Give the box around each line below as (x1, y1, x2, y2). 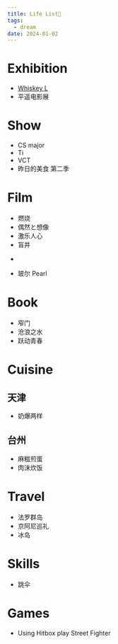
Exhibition (7, 61, 68, 76)
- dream (13, 23, 37, 30)
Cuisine (7, 362, 54, 378)
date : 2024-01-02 (7, 30, 59, 38)
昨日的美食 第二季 (17, 164, 69, 173)
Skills (7, 556, 40, 572)
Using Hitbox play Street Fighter (17, 628, 111, 637)
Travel (7, 489, 45, 505)
